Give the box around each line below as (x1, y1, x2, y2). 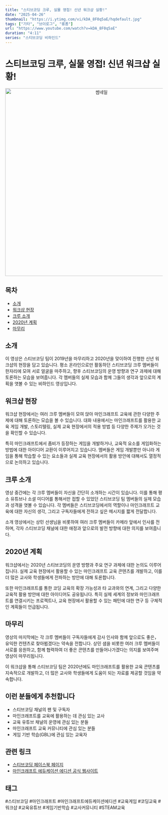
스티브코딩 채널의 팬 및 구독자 (12, 706, 70, 712)
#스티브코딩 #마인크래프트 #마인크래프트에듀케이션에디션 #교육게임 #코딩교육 (5, 798, 157, 804)
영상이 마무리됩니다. (5, 653, 44, 659)
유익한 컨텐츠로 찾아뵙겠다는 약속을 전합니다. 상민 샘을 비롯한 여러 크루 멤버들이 (5, 640, 160, 646)
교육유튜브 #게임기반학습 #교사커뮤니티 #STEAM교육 (21, 804, 125, 810)
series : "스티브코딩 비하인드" (5, 36, 61, 41)
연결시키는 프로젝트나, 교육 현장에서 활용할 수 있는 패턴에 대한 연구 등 (14, 597, 149, 604)
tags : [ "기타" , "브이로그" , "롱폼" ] (5, 21, 73, 27)
